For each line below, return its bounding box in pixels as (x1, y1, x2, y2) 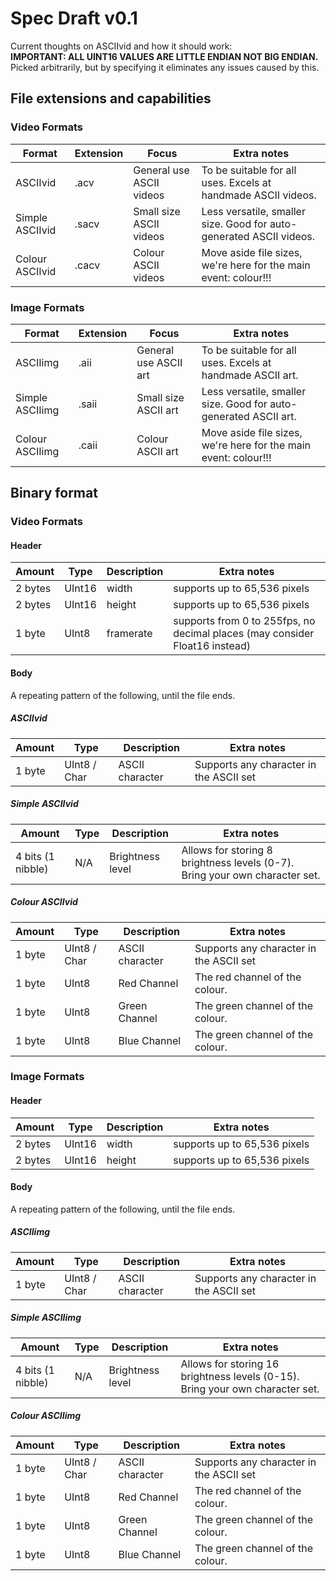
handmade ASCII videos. (201, 188, 317, 202)
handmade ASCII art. (201, 368, 299, 382)
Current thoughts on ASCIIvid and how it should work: (10, 40, 233, 52)
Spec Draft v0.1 (10, 7, 138, 30)
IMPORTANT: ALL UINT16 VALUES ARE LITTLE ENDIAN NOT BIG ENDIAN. (10, 50, 319, 62)
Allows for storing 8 (181, 843, 273, 857)
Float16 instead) (173, 639, 251, 653)
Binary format (10, 485, 98, 502)
